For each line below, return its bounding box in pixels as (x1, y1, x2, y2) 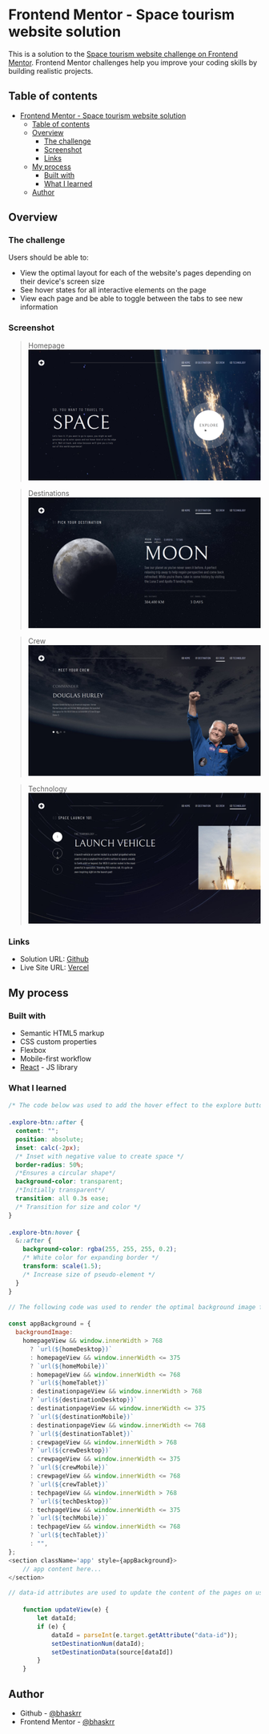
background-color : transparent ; (15, 1178, 124, 1186)
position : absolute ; (15, 1135, 84, 1143)
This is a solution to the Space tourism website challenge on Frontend (8, 49, 239, 58)
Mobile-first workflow (19, 1054, 92, 1063)
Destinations (27, 488, 70, 498)
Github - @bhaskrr (19, 1708, 82, 1718)
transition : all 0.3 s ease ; (15, 1195, 110, 1203)
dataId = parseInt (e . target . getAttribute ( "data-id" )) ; (50, 1631, 239, 1639)
